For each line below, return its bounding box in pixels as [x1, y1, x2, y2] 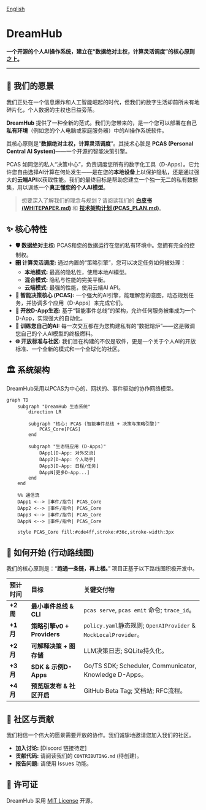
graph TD [6, 397, 29, 403]
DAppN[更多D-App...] [39, 470, 90, 476]
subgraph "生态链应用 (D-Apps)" [28, 443, 106, 450]
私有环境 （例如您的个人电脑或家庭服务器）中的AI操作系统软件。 [6, 127, 167, 134]
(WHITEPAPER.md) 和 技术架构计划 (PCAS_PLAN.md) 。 [21, 204, 165, 211]
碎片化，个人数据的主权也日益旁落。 [6, 106, 98, 113]
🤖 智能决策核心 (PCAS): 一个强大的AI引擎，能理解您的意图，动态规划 [15, 291, 189, 298]
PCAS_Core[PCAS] [39, 426, 81, 432]
